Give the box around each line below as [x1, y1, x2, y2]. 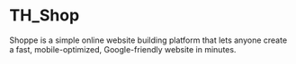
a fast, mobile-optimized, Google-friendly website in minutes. [9, 44, 237, 54]
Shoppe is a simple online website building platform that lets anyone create [9, 35, 288, 45]
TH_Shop [9, 5, 80, 26]
